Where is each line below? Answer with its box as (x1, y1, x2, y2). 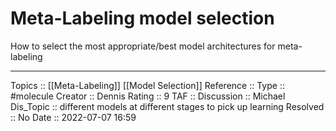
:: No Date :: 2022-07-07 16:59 (10, 111, 137, 123)
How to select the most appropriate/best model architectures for (10, 40, 276, 52)
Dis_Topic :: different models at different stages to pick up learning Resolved (10, 100, 325, 112)
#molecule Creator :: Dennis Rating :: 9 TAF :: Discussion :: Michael (10, 90, 286, 102)
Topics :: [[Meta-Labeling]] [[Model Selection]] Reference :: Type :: (10, 79, 285, 91)
